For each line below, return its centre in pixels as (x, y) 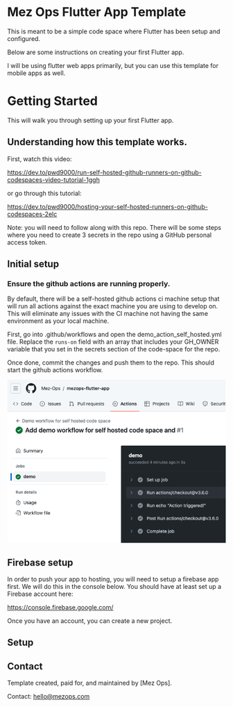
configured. (24, 38)
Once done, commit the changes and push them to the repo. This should (111, 363)
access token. (27, 242)
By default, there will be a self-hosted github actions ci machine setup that (113, 299)
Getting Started (53, 101)
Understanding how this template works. (97, 142)
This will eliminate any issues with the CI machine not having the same (108, 314)
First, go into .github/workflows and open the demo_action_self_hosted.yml (114, 335)
